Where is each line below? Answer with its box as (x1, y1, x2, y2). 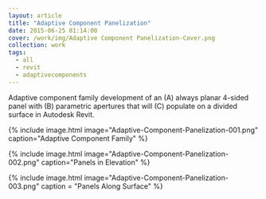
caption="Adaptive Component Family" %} (8, 133, 149, 143)
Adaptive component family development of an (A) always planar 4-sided (8, 92, 249, 102)
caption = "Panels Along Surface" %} (41, 181, 163, 191)
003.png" (8, 181, 40, 191)
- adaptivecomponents (15, 71, 88, 79)
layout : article (8, 11, 62, 20)
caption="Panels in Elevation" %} (41, 157, 151, 167)
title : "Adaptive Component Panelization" (8, 19, 151, 27)
